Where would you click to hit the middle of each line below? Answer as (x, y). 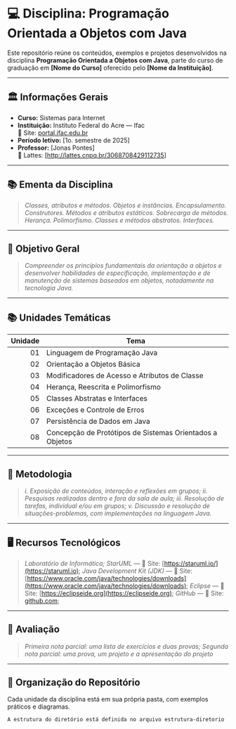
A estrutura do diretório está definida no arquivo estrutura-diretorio (116, 720)
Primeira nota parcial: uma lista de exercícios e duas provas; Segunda (126, 646)
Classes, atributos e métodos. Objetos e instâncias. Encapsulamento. (125, 205)
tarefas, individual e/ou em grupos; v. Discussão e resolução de (117, 506)
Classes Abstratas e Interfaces (97, 399)
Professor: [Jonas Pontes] (56, 148)
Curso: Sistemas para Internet (61, 117)
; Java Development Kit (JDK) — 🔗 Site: (136, 571)
